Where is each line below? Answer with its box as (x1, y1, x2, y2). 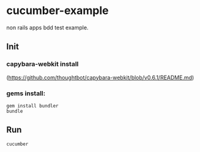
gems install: (6, 89, 46, 98)
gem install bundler (6, 103, 59, 109)
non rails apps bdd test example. (6, 24, 89, 31)
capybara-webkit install (6, 60, 79, 68)
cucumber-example (6, 4, 109, 18)
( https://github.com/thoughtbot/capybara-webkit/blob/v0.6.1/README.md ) (6, 74, 194, 81)
